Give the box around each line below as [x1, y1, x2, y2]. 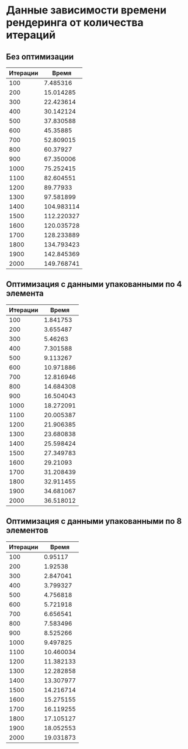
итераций [6, 29, 56, 42]
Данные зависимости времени [6, 4, 167, 17]
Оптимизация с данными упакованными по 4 [6, 279, 182, 290]
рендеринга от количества [6, 16, 144, 29]
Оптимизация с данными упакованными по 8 [6, 516, 182, 527]
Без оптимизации [6, 51, 74, 61]
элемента [6, 288, 44, 298]
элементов [6, 525, 48, 535]
